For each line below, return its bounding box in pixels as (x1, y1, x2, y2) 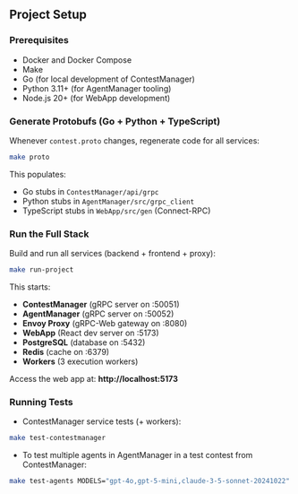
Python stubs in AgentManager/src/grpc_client (21, 195, 195, 206)
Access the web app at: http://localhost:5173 (9, 374, 179, 385)
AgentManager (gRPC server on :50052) (21, 308, 175, 319)
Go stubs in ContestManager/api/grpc (21, 186, 159, 196)
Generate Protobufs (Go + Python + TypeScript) (9, 115, 221, 127)
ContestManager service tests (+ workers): (21, 416, 182, 427)
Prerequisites (9, 34, 69, 47)
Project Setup (9, 7, 88, 22)
